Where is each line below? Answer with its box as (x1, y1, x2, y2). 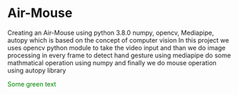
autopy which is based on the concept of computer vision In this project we (7, 35, 229, 44)
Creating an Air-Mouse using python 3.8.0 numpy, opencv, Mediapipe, (7, 28, 214, 37)
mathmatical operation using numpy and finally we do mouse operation (7, 58, 217, 67)
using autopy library (7, 66, 66, 74)
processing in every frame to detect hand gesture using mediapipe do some (7, 51, 231, 60)
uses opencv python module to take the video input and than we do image (7, 43, 227, 52)
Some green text (7, 79, 56, 88)
